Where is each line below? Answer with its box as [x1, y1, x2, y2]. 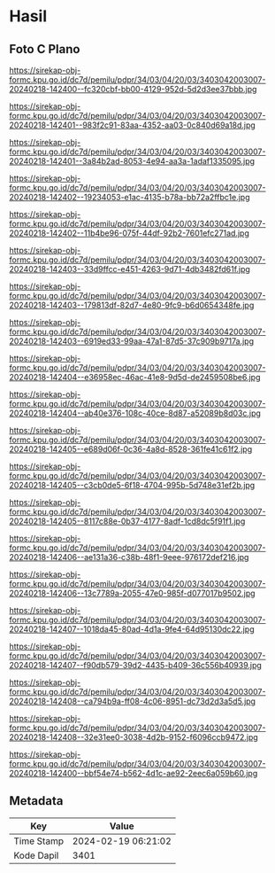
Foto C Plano [9, 42, 80, 57]
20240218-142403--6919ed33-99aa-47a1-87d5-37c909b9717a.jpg [9, 336, 255, 347]
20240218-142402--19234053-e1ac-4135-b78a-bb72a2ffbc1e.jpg [9, 192, 250, 202]
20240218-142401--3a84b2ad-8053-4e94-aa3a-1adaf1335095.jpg [9, 156, 255, 166]
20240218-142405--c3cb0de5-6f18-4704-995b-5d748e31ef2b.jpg [9, 480, 256, 490]
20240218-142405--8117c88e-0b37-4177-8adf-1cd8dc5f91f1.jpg [9, 516, 246, 526]
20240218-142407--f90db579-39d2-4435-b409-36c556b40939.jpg [9, 660, 263, 670]
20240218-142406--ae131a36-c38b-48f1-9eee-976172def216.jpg [9, 552, 249, 562]
